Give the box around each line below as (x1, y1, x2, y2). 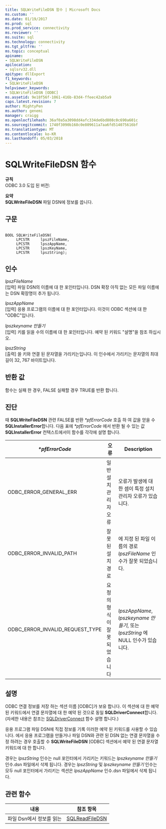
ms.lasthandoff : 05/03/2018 (5, 136, 63, 141)
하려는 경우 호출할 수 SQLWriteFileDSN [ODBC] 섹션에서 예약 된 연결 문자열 (10, 738, 159, 745)
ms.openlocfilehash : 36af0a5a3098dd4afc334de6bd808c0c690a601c (5, 117, 138, 123)
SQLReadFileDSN (66, 815, 107, 822)
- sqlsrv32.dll (5, 67, 37, 72)
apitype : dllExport (5, 72, 45, 77)
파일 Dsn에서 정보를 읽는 (7, 815, 62, 822)
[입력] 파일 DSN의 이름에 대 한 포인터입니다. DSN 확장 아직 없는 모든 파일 (5, 284, 146, 290)
